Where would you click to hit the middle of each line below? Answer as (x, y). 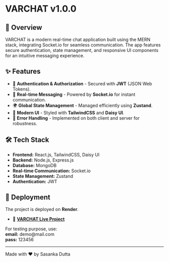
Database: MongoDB (34, 165)
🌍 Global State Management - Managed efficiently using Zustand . (82, 105)
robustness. (25, 123)
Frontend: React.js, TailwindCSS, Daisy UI (56, 154)
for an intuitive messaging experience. (45, 56)
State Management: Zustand (43, 176)
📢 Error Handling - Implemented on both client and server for (76, 118)
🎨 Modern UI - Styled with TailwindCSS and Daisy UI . (68, 113)
